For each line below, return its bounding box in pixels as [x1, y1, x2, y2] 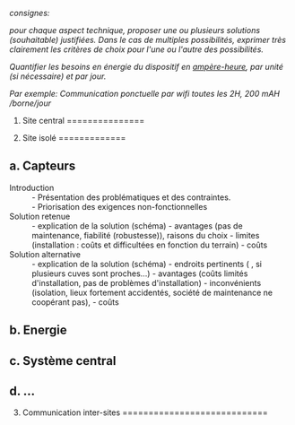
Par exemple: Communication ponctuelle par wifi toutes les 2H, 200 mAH [9, 89, 281, 99]
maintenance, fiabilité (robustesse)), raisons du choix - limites [31, 230, 260, 240]
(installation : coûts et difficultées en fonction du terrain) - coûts [31, 239, 268, 250]
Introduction [9, 182, 55, 193]
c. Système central [9, 353, 117, 369]
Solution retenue [9, 211, 71, 221]
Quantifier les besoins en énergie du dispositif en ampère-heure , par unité [9, 62, 284, 72]
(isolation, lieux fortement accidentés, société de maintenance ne [31, 287, 273, 298]
